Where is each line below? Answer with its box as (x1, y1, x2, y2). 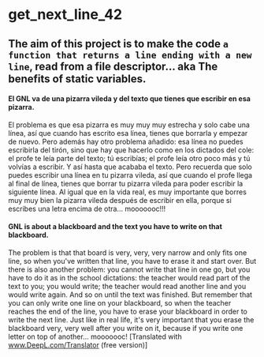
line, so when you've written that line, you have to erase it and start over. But (8, 256, 257, 265)
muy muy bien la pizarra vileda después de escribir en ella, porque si (8, 195, 232, 205)
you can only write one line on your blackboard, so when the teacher (8, 298, 232, 307)
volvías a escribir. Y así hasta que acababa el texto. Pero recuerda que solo (8, 162, 252, 171)
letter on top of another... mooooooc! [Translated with (8, 332, 183, 341)
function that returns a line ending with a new (8, 49, 252, 61)
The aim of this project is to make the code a (8, 37, 229, 51)
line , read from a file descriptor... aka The (8, 59, 218, 73)
